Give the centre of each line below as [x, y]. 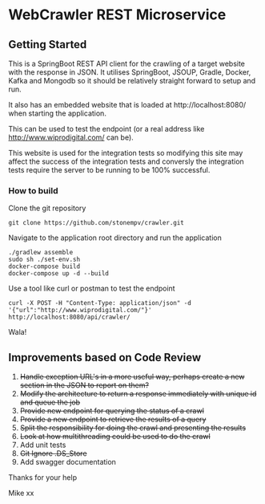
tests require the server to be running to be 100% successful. [109, 170]
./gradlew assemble [41, 253]
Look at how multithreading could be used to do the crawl [115, 437]
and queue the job [50, 402]
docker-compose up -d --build [59, 274]
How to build [33, 190]
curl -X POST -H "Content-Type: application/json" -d [100, 303]
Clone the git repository [47, 208]
